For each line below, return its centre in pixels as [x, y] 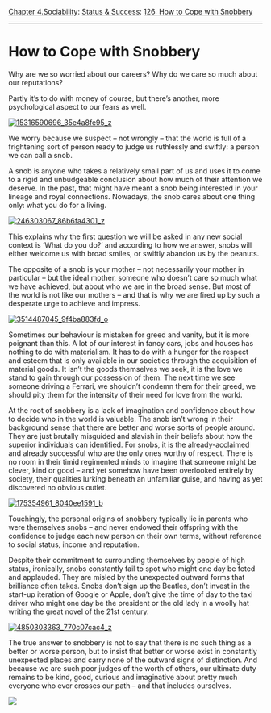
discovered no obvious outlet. [58, 487]
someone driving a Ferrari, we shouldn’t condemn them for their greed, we [132, 386]
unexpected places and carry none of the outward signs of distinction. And [133, 660]
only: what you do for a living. [58, 205]
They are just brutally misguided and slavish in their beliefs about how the [131, 436]
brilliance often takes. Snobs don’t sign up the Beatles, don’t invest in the [129, 586]
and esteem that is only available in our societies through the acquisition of [133, 360]
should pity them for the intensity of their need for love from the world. [126, 394]
